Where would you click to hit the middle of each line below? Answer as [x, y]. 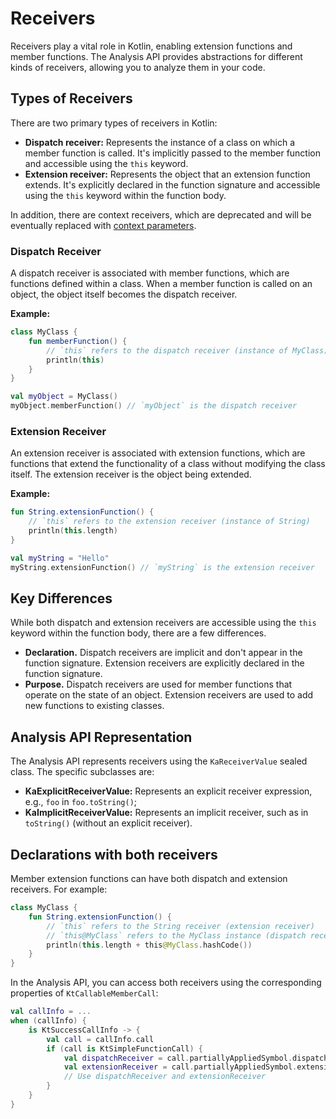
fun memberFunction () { [78, 341]
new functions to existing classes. [94, 706]
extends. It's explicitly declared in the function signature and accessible [172, 184]
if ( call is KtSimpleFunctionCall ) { [124, 1048]
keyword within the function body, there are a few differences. [138, 633]
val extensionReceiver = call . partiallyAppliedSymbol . [180, 1067]
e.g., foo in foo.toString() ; [81, 802]
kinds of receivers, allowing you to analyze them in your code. [138, 67]
